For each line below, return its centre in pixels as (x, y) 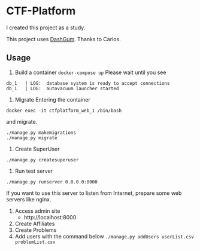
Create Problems (36, 230)
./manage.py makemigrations (41, 133)
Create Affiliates (35, 224)
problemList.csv (35, 242)
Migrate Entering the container (53, 99)
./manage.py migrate (32, 138)
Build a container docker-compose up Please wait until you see (90, 72)
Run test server (34, 171)
